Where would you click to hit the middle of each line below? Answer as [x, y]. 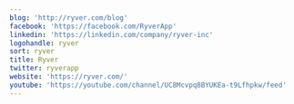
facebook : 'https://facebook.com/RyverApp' [93, 26]
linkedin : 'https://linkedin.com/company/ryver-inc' [112, 34]
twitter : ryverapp [44, 69]
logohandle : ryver [44, 43]
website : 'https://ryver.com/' [69, 77]
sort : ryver [32, 52]
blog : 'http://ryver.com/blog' [69, 18]
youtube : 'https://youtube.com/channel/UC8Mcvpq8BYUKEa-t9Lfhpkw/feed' [148, 85]
